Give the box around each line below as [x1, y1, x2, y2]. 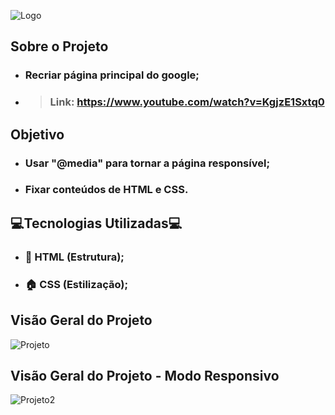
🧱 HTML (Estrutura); [24, 250, 125, 264]
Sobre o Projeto [10, 38, 109, 55]
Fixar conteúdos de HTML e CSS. [24, 183, 189, 197]
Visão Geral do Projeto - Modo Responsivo [10, 367, 280, 384]
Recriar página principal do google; [24, 68, 200, 82]
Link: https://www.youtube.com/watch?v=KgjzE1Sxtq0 [49, 95, 325, 109]
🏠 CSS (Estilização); [24, 277, 129, 291]
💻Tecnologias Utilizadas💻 [10, 215, 183, 232]
